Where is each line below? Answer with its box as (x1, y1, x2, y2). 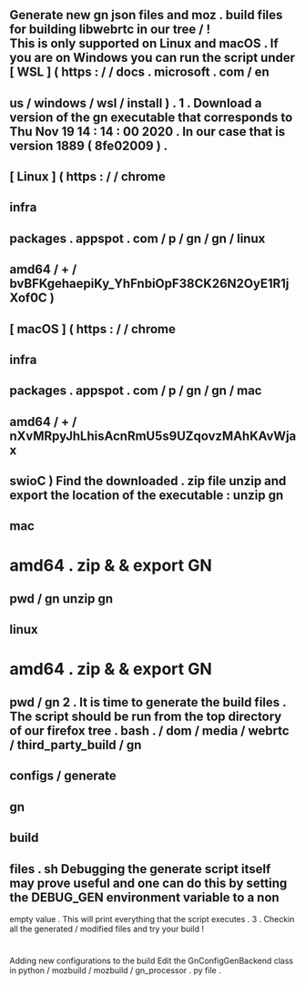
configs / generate (9, 768, 117, 784)
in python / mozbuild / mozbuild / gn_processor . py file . (9, 965, 221, 976)
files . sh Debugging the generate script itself (9, 861, 271, 877)
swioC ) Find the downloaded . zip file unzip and (9, 473, 287, 489)
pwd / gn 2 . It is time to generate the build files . (9, 695, 287, 710)
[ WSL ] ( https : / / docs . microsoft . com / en (9, 65, 270, 80)
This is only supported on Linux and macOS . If (9, 36, 280, 52)
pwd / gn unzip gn (9, 591, 114, 607)
